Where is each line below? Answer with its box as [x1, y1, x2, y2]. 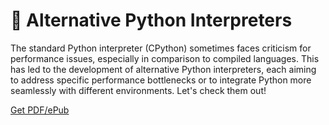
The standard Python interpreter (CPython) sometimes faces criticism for [10, 42, 312, 54]
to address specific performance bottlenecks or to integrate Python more [10, 74, 312, 86]
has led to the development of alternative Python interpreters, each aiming [10, 63, 317, 75]
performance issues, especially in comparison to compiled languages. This [10, 52, 320, 64]
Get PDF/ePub [10, 104, 70, 116]
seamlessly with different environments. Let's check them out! [10, 84, 267, 96]
